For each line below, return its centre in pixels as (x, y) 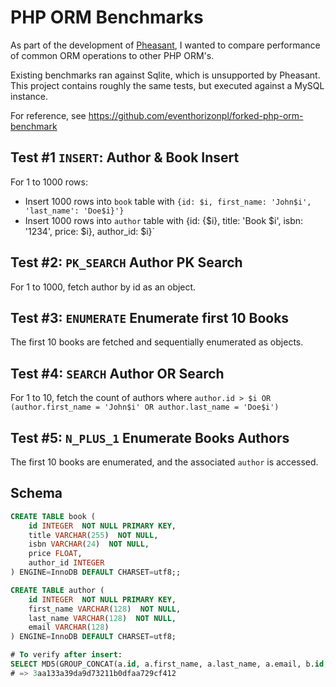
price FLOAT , (55, 554)
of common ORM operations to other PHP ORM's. (112, 55)
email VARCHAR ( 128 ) (69, 627)
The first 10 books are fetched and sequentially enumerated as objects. (157, 342)
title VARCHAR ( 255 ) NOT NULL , (93, 535)
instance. (29, 96)
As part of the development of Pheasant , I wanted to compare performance (165, 45)
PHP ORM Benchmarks (107, 17)
